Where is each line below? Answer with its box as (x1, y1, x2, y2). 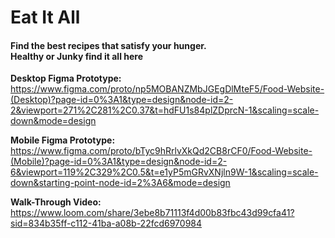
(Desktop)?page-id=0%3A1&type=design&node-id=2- (10, 94, 234, 106)
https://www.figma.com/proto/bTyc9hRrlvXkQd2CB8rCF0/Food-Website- (10, 145, 313, 157)
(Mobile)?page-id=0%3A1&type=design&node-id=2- (10, 156, 228, 168)
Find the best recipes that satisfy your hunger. (10, 39, 207, 51)
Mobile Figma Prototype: (10, 134, 116, 146)
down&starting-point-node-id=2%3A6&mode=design (10, 177, 231, 189)
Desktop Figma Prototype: (10, 72, 122, 85)
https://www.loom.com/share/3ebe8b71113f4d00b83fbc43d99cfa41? (10, 207, 295, 219)
